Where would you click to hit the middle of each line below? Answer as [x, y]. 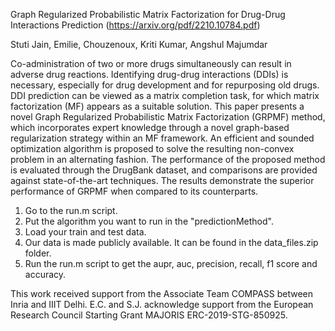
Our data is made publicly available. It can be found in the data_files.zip [171, 242]
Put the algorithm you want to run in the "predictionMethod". [149, 221]
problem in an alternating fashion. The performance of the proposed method [168, 159]
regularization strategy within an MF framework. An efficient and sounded [162, 138]
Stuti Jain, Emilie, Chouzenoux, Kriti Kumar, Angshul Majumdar [139, 44]
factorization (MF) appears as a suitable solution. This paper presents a [157, 106]
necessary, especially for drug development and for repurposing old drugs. [165, 85]
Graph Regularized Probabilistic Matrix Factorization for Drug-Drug [148, 14]
